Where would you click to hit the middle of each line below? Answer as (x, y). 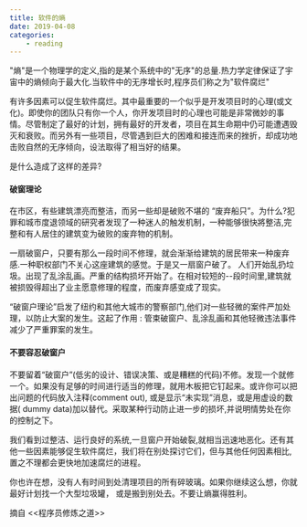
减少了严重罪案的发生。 (53, 330)
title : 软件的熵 (37, 18)
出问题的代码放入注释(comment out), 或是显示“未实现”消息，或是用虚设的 (147, 397)
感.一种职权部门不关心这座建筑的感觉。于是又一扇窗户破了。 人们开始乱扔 (148, 265)
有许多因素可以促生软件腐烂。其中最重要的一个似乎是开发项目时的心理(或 (147, 101)
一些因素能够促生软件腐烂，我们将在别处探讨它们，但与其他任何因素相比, (154, 451)
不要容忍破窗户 (37, 353)
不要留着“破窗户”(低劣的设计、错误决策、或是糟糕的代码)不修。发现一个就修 (152, 374)
